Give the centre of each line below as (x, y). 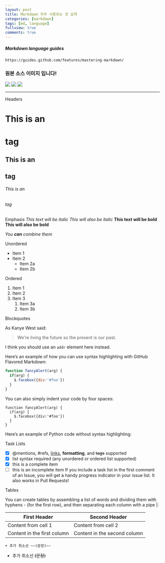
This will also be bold (27, 225)
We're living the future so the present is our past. (67, 338)
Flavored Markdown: (26, 362)
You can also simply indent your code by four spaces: (59, 399)
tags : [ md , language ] (27, 23)
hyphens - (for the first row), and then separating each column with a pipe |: (82, 504)
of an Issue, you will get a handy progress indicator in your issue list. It (83, 475)
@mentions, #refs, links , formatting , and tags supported (69, 453)
